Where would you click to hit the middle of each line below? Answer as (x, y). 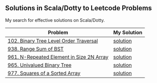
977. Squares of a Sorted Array (44, 73)
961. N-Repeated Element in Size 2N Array (58, 57)
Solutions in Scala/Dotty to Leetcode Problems (78, 8)
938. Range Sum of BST (36, 49)
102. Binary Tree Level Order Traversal (53, 41)
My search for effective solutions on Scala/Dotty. (55, 20)
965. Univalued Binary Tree (40, 65)
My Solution (128, 32)
